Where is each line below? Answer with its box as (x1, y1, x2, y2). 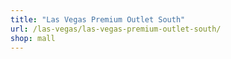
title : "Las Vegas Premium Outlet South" (10, 14, 186, 25)
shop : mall (10, 33, 56, 43)
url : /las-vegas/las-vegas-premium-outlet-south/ (10, 24, 222, 34)
